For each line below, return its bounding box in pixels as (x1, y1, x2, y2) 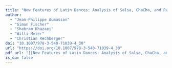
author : (5, 12, 22, 17)
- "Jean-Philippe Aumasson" (10, 17, 70, 22)
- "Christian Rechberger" (10, 36, 66, 41)
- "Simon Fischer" (10, 21, 50, 27)
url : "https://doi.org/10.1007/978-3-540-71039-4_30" (5, 46, 123, 51)
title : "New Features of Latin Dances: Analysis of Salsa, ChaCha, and (5, 7, 161, 13)
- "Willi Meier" (10, 31, 45, 36)
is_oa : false (5, 55, 33, 60)
